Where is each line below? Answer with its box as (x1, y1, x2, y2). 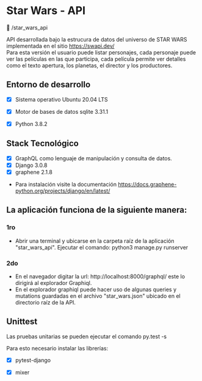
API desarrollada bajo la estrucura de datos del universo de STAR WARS (6, 35, 187, 43)
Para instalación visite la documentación (15, 180, 117, 188)
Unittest (6, 316, 38, 327)
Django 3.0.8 (15, 161, 48, 169)
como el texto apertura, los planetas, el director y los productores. (6, 62, 173, 69)
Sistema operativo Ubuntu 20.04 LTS (15, 95, 108, 103)
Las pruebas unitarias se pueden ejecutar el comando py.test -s (6, 333, 167, 340)
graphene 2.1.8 (15, 168, 53, 176)
